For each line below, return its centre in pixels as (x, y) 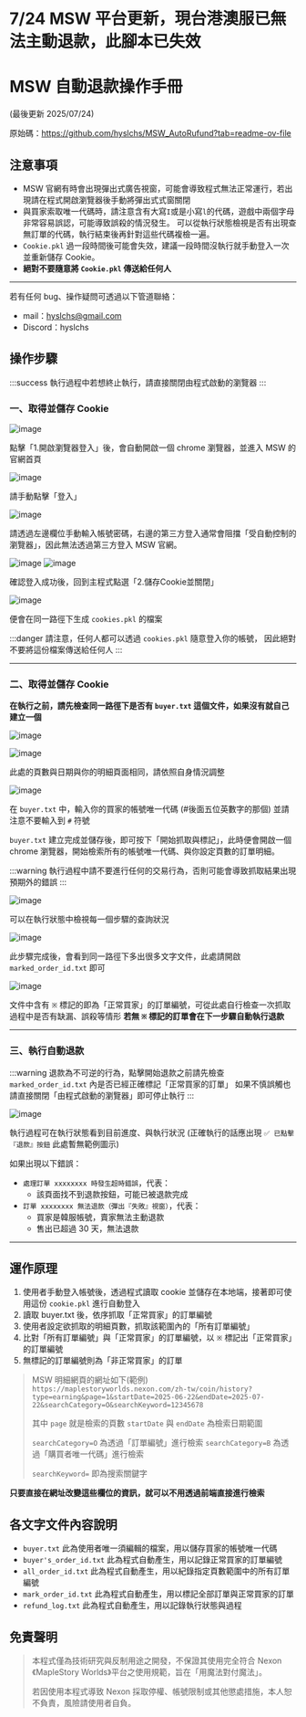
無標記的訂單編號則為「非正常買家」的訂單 (102, 1361)
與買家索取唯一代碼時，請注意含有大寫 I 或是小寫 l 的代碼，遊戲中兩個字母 (158, 211)
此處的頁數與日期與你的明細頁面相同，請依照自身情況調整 (117, 772)
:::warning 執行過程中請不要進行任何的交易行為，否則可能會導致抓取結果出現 (153, 871)
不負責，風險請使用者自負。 (84, 1703)
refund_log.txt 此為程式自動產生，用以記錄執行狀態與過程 (132, 1606)
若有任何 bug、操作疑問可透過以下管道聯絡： (94, 296)
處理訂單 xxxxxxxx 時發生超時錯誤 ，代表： (97, 1183)
